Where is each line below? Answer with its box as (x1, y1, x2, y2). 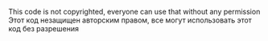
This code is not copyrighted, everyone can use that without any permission (8, 7, 261, 16)
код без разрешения (8, 24, 79, 33)
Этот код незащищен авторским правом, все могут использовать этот (8, 15, 252, 25)
